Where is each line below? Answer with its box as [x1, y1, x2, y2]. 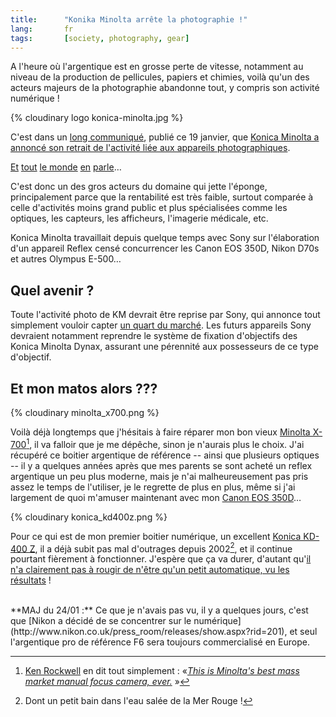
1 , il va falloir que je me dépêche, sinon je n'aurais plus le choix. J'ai [26, 437, 305, 450]
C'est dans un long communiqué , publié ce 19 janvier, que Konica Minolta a [10, 131, 320, 143]
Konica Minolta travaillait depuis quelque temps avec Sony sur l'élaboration [10, 232, 320, 244]
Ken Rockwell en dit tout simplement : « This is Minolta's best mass [24, 665, 300, 677]
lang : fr [10, 24, 74, 34]
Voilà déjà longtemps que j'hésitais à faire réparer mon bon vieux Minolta [10, 426, 311, 438]
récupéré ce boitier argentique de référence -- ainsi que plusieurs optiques [10, 449, 320, 461]
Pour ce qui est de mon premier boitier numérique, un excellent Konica [10, 530, 302, 542]
